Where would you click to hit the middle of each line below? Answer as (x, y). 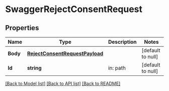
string (34, 68)
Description (122, 42)
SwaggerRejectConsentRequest (74, 9)
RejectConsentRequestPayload (65, 54)
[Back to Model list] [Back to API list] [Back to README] (63, 83)
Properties (22, 28)
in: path (117, 68)
